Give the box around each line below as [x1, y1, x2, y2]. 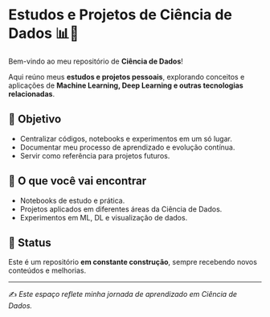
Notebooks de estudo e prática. [19, 196, 125, 205]
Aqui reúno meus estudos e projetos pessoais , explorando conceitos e [8, 72, 245, 81]
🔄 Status [8, 236, 52, 249]
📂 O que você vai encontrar [8, 175, 147, 188]
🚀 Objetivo [8, 113, 62, 126]
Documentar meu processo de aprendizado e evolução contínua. [19, 142, 235, 152]
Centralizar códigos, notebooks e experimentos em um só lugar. [19, 134, 233, 143]
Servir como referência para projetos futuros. [19, 150, 170, 160]
